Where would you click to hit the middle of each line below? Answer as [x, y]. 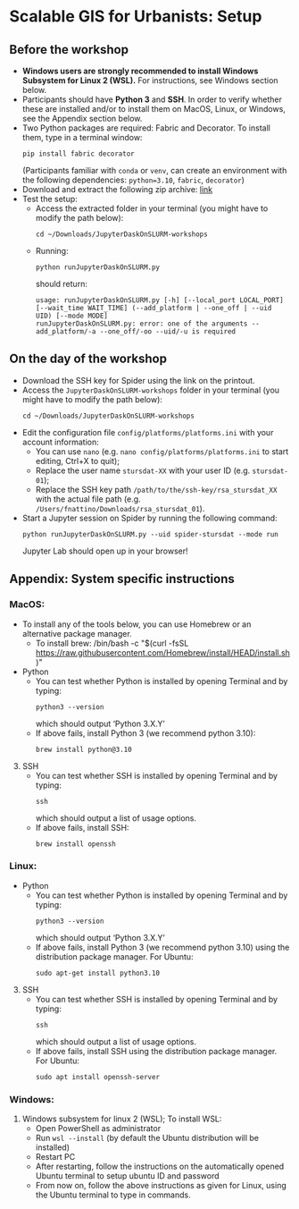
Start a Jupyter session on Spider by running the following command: [150, 518]
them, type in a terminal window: [82, 137]
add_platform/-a [66, 332]
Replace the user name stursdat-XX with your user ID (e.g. [143, 470]
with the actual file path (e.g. [88, 499]
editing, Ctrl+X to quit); [78, 461]
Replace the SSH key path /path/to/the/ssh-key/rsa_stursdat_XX [156, 489]
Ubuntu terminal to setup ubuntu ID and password [128, 1176]
